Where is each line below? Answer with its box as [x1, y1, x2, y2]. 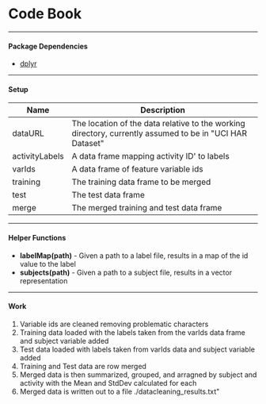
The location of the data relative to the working [71, 118, 245, 129]
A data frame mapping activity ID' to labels [71, 151, 230, 162]
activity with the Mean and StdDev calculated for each [19, 378, 197, 387]
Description [139, 105, 186, 116]
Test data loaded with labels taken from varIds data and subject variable [19, 344, 256, 354]
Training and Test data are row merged [19, 361, 146, 371]
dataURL [12, 128, 45, 139]
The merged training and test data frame [71, 202, 222, 214]
